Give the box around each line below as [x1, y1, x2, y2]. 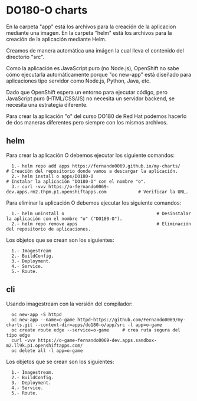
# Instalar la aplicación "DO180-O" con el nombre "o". [6, 178, 146, 185]
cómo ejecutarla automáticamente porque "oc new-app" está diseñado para [6, 71, 192, 78]
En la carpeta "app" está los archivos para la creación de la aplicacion [6, 23, 176, 30]
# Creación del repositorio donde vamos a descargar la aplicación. [6, 168, 178, 174]
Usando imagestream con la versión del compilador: [6, 300, 133, 307]
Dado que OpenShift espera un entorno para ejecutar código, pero [6, 88, 168, 96]
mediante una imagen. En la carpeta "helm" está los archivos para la [6, 29, 172, 36]
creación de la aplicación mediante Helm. [6, 35, 107, 42]
